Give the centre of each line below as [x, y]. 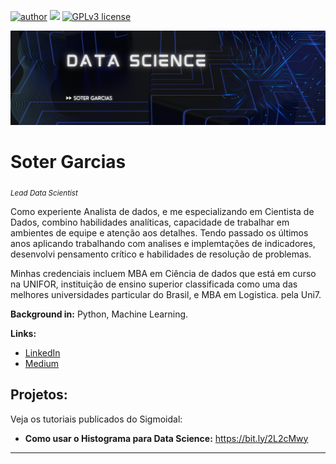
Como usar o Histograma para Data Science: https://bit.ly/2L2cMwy [166, 438]
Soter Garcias [68, 162]
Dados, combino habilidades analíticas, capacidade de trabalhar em [150, 222]
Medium [42, 363]
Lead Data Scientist [44, 193]
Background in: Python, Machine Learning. [99, 314]
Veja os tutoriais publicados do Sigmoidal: [96, 419]
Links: [23, 333]
